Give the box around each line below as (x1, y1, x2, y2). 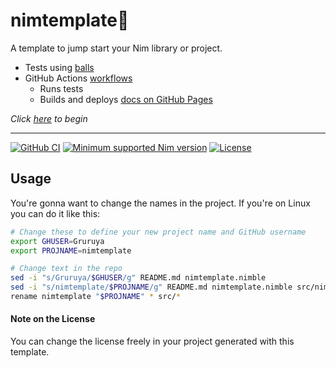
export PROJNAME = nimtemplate (10, 245, 132, 256)
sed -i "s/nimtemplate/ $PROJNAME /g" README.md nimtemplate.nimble (10, 282, 293, 293)
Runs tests (39, 82, 84, 94)
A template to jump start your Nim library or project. (10, 42, 223, 54)
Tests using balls (24, 61, 95, 73)
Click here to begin (10, 112, 88, 124)
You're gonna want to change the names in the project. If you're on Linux (10, 197, 311, 209)
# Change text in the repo (10, 264, 123, 274)
